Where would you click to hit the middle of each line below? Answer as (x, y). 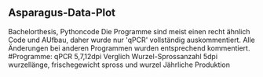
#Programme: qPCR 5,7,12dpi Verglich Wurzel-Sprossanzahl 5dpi (113, 56)
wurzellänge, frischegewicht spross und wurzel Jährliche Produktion (119, 65)
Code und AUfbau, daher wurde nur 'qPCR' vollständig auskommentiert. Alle (131, 40)
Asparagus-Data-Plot (62, 13)
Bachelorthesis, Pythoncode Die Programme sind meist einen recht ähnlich (129, 31)
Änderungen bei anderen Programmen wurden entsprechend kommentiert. (129, 48)
